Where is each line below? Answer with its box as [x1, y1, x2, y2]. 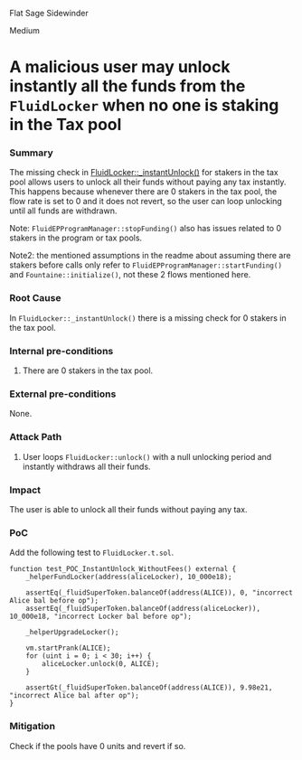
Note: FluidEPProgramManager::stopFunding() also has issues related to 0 [9, 223, 282, 234]
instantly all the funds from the [9, 76, 246, 97]
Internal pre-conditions [9, 344, 114, 357]
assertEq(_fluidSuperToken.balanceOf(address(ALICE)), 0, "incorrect [25, 588, 294, 597]
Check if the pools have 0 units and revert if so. [9, 740, 186, 751]
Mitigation [9, 720, 56, 733]
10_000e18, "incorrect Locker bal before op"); [9, 612, 193, 622]
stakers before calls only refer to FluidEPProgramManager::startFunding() [9, 259, 283, 270]
